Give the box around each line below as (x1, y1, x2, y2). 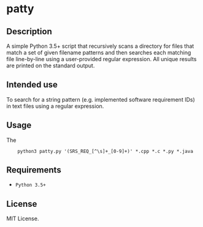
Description (6, 26, 52, 37)
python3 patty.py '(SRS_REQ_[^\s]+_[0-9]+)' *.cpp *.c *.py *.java (17, 148, 193, 154)
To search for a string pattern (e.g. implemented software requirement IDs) (6, 95, 195, 103)
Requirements (6, 165, 61, 176)
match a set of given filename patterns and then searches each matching (6, 49, 191, 56)
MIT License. (6, 215, 39, 222)
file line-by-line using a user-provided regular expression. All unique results (6, 56, 197, 62)
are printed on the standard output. (6, 62, 95, 69)
